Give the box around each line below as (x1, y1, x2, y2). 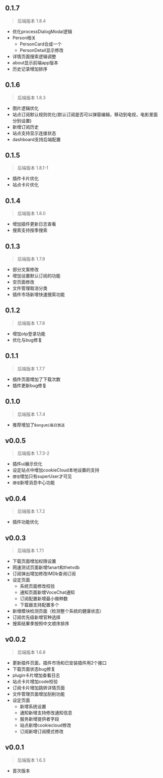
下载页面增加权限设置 (12, 558, 56, 564)
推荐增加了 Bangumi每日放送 (12, 422, 65, 428)
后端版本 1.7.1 (17, 547, 44, 553)
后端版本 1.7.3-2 (17, 450, 50, 456)
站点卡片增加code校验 (12, 678, 58, 684)
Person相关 (12, 34, 36, 40)
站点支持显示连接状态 (12, 130, 56, 136)
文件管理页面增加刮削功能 (12, 691, 65, 697)
